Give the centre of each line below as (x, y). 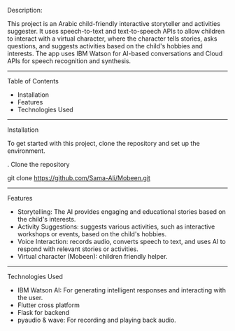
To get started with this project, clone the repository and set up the (104, 143)
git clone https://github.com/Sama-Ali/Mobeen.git (79, 178)
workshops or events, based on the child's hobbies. (92, 234)
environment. (26, 151)
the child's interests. (47, 219)
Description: (25, 10)
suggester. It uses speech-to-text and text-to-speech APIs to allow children (116, 31)
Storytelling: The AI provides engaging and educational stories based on (121, 212)
